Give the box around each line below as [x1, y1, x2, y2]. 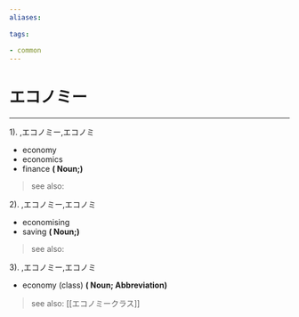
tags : [9, 29, 29, 38]
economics [21, 154, 64, 165]
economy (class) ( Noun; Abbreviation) [21, 280, 167, 290]
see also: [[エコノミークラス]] [30, 298, 141, 309]
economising [21, 217, 70, 228]
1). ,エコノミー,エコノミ [9, 126, 95, 138]
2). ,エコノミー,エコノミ [9, 199, 96, 210]
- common [9, 46, 42, 55]
